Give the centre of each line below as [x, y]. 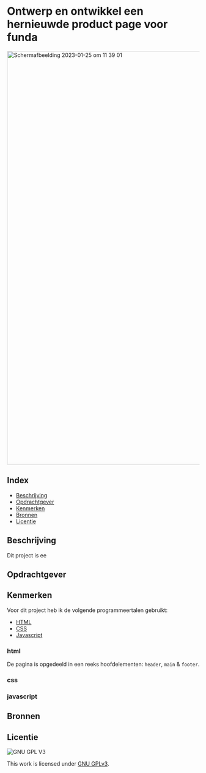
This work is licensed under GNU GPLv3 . [58, 764]
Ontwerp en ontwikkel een [75, 11]
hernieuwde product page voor [87, 24]
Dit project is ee [27, 555]
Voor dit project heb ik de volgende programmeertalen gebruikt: [87, 610]
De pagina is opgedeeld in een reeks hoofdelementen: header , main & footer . [103, 664]
